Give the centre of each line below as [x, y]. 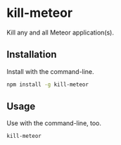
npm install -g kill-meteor [48, 84]
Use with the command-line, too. [54, 123]
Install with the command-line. [50, 71]
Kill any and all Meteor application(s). [60, 32]
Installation [32, 55]
